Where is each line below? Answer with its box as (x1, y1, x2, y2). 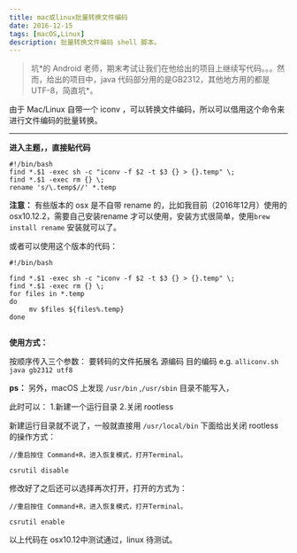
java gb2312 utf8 (9, 366, 73, 375)
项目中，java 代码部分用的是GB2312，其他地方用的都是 (69, 74, 270, 85)
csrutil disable (9, 466, 69, 475)
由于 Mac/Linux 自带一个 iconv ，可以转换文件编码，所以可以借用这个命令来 (9, 104, 286, 115)
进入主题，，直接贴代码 (9, 143, 91, 153)
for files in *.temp (9, 290, 86, 299)
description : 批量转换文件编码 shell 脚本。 (9, 37, 161, 47)
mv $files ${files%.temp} (28, 305, 125, 315)
